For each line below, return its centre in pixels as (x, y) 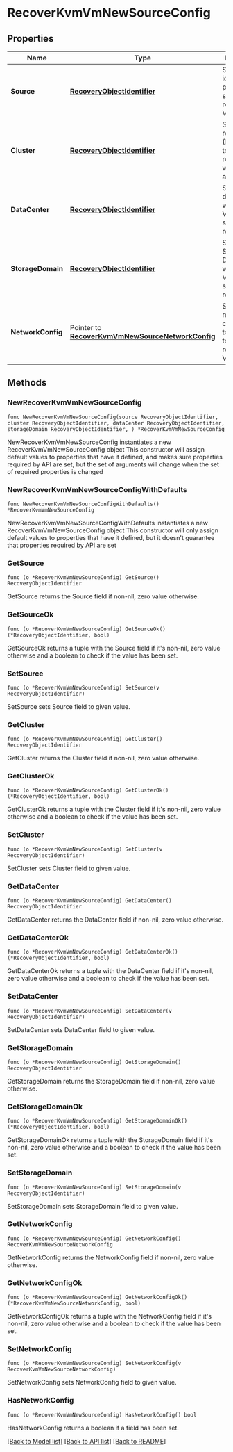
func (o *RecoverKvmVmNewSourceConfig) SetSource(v (83, 687)
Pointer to (86, 328)
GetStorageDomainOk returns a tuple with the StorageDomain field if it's (110, 1140)
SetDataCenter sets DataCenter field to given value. (81, 1029)
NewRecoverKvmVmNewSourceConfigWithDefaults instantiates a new (108, 523)
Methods (27, 383)
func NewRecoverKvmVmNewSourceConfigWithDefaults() (83, 504)
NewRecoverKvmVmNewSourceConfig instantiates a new (89, 442)
